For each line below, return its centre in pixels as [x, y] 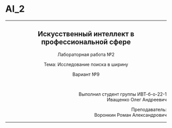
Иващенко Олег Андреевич [137, 99]
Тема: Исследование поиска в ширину [86, 64]
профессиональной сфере [86, 42]
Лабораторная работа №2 [86, 54]
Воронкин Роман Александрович [130, 115]
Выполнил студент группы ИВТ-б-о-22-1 [123, 94]
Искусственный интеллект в [86, 34]
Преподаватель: [149, 109]
